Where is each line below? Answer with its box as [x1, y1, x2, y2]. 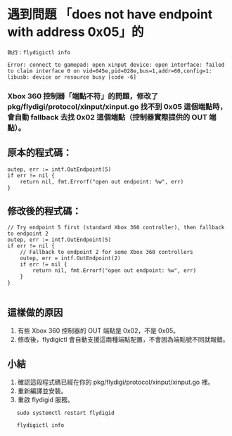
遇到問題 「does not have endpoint [7, 6, 213, 23]
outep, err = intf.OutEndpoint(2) [20, 255, 121, 262]
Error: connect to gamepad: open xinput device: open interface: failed [7, 61, 225, 68]
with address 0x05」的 [7, 24, 144, 40]
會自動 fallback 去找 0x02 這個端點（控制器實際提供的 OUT [7, 112, 207, 122]
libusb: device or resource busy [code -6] [7, 73, 137, 81]
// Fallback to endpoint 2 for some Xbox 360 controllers [20, 249, 193, 256]
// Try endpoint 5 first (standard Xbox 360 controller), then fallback [7, 224, 225, 231]
